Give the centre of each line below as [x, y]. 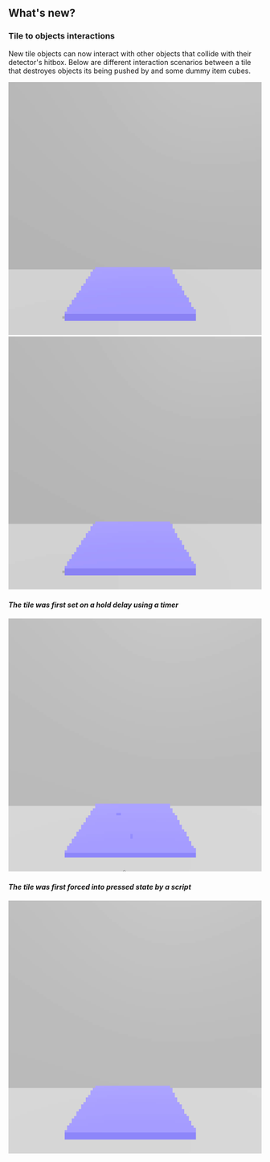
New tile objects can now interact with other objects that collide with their [130, 53]
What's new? [42, 13]
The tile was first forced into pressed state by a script [100, 887]
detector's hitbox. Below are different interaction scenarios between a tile [130, 62]
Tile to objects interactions [61, 36]
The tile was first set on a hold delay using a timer [94, 605]
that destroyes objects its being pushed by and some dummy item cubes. [130, 71]
